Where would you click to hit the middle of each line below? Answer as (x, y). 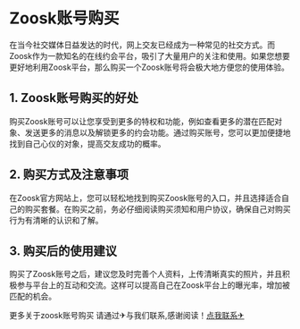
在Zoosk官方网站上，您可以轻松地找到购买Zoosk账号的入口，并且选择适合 (146, 198)
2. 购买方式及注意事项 (69, 175)
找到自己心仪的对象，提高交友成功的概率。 (87, 143)
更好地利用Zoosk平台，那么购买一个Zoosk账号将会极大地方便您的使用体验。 (150, 67)
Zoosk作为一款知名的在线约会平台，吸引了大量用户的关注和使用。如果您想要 (150, 55)
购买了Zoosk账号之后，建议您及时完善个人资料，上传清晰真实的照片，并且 (146, 274)
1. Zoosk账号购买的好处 (74, 98)
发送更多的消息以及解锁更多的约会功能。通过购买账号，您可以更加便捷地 (158, 132)
